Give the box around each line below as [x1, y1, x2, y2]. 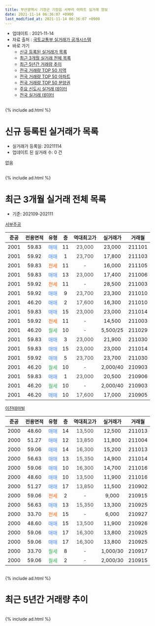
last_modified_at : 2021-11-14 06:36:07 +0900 [5, 16, 100, 21]
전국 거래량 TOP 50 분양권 [19, 80, 70, 86]
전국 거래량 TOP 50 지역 [19, 68, 66, 73]
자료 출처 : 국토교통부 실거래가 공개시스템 [12, 36, 92, 42]
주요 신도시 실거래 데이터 [19, 86, 67, 92]
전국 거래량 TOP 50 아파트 [19, 73, 70, 79]
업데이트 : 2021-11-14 [12, 31, 54, 36]
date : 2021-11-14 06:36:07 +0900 [5, 12, 74, 17]
